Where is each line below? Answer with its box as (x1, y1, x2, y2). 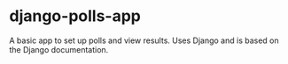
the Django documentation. (9, 44, 109, 54)
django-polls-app (9, 6, 142, 26)
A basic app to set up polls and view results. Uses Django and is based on (9, 35, 279, 46)
